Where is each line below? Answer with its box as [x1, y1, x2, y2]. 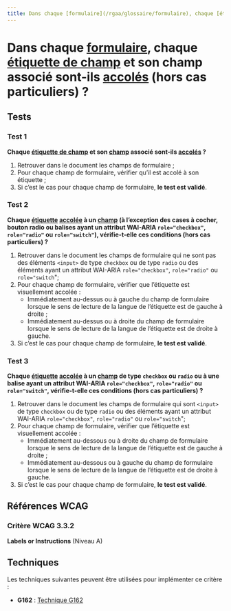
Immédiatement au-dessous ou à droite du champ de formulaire [27, 437, 208, 445]
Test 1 [7, 132, 27, 141]
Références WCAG [7, 501, 89, 512]
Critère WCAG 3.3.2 [7, 521, 74, 531]
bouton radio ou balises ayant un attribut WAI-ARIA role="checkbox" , [7, 223, 206, 231]
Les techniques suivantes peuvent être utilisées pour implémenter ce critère [7, 575, 223, 583]
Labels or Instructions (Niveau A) [7, 537, 103, 545]
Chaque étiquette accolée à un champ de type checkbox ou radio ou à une [7, 372, 220, 380]
